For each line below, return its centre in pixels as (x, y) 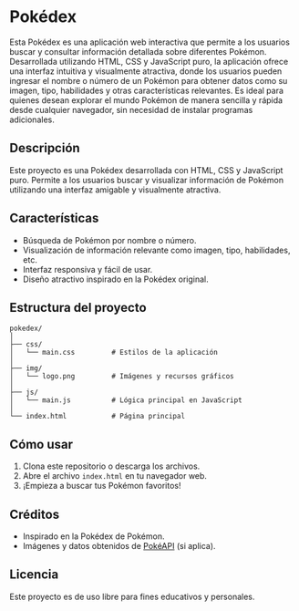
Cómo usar (41, 444)
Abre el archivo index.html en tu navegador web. (115, 476)
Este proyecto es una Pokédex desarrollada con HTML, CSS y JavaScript (146, 170)
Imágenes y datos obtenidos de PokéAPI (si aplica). (119, 546)
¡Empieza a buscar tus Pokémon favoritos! (102, 486)
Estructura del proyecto (78, 307)
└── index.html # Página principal (97, 417)
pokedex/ (26, 329)
